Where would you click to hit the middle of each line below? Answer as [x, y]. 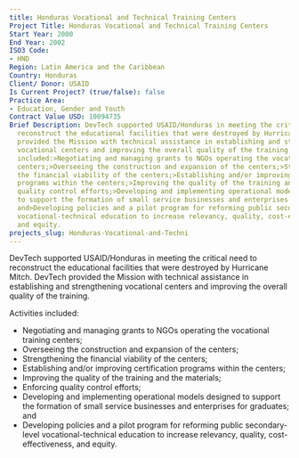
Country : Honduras [43, 76]
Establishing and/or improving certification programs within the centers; [154, 368]
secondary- [267, 425]
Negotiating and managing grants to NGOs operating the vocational [145, 331]
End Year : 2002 [37, 42]
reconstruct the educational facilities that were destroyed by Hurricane [139, 267]
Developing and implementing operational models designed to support [151, 397]
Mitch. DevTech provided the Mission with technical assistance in [129, 277]
